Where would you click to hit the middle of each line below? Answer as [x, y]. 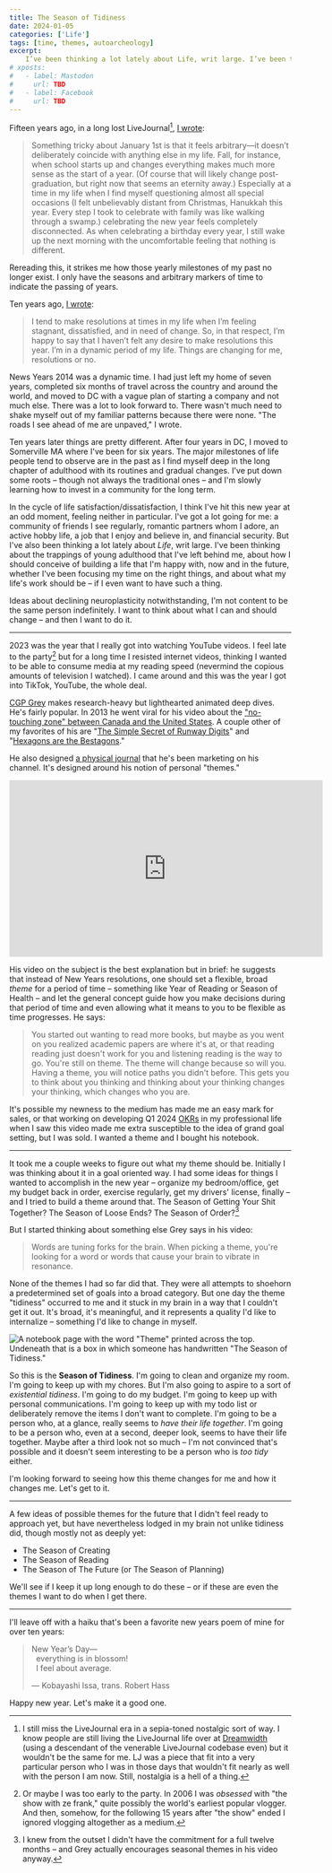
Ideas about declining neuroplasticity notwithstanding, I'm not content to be [149, 601]
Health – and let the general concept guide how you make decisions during [148, 997]
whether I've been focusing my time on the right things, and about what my [148, 574]
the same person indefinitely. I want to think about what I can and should [143, 610]
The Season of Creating [66, 1551]
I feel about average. [73, 1668]
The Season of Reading [65, 1560]
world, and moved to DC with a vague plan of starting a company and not [144, 396]
